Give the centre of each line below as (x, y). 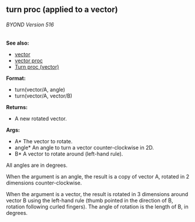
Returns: (17, 107)
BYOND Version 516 (30, 24)
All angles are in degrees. (37, 165)
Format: (16, 78)
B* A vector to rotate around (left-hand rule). (69, 154)
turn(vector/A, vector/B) (43, 96)
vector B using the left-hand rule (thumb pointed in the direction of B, (90, 200)
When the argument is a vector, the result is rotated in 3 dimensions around (97, 194)
